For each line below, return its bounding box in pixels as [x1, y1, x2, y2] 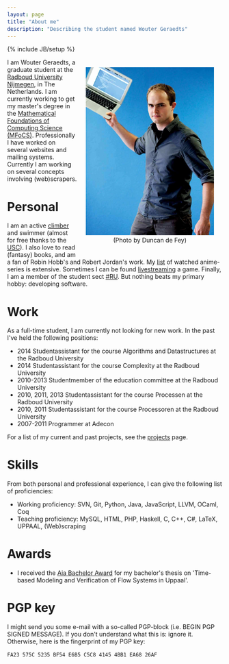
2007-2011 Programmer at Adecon [16, 420, 114, 428]
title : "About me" [7, 18, 59, 25]
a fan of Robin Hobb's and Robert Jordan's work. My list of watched [7, 258, 199, 267]
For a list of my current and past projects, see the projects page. [7, 433, 188, 441]
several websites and [7, 146, 67, 154]
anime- [200, 258, 220, 267]
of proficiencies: [7, 487, 53, 495]
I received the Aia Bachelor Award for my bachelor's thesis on [16, 569, 191, 577]
